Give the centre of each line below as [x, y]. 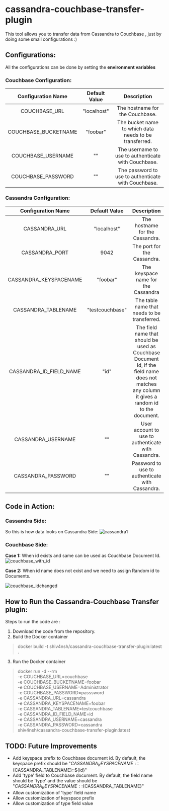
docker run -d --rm [37, 671]
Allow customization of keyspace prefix [53, 798]
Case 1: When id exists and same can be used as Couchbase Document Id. [83, 556]
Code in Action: [30, 506]
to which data [138, 129]
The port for [147, 247]
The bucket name [138, 123]
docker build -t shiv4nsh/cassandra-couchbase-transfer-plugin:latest [90, 646]
